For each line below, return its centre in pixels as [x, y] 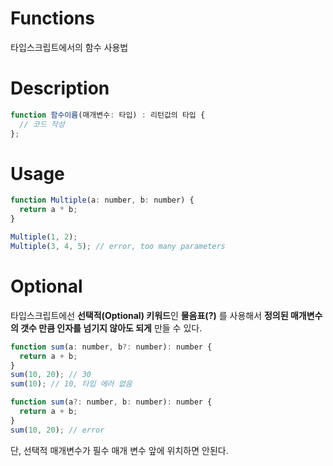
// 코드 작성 [42, 124]
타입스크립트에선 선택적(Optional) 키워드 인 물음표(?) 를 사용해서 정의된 [149, 315]
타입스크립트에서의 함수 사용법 [69, 47]
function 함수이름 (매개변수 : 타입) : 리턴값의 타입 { [108, 115]
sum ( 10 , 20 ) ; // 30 [51, 375]
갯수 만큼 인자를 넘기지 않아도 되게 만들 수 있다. [111, 328]
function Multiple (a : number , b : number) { [102, 200]
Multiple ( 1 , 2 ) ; [44, 237]
